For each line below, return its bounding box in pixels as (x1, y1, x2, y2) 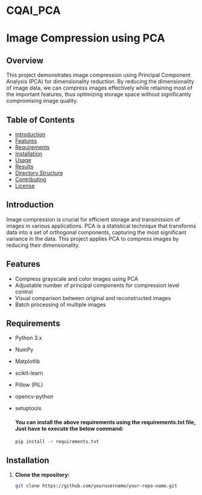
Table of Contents (6, 114, 75, 125)
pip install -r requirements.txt (14, 438, 99, 445)
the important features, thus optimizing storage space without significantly (6, 91, 192, 98)
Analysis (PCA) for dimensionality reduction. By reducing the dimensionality (6, 78, 194, 85)
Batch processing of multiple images (14, 301, 106, 308)
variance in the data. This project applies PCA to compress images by (6, 235, 179, 242)
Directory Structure (14, 169, 63, 176)
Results (14, 163, 34, 170)
